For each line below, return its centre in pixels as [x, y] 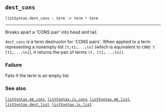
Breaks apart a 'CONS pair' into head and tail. [51, 32]
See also [16, 88]
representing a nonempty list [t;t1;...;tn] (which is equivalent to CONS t [80, 47]
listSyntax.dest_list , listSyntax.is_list [49, 104]
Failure [14, 65]
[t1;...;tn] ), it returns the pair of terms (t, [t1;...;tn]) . [65, 52]
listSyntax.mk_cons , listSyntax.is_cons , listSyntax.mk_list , [68, 99]
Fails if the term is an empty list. [38, 75]
